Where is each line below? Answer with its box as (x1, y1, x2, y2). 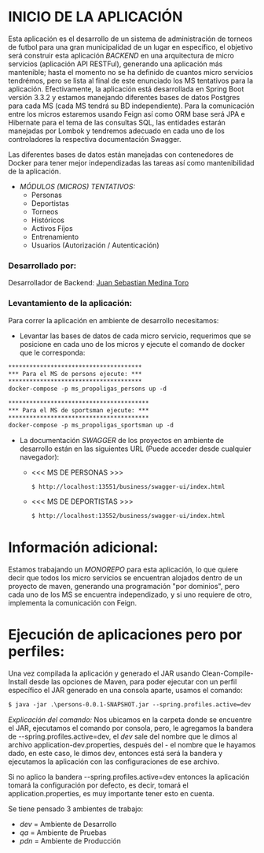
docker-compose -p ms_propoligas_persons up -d (8, 385, 167, 393)
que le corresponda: (19, 348, 86, 357)
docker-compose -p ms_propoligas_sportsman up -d (8, 421, 174, 429)
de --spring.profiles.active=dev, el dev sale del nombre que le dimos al (8, 732, 238, 741)
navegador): (19, 452, 60, 461)
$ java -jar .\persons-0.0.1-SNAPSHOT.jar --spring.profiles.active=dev (8, 701, 251, 709)
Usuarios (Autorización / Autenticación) (31, 240, 159, 250)
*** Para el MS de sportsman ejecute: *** (8, 406, 149, 414)
